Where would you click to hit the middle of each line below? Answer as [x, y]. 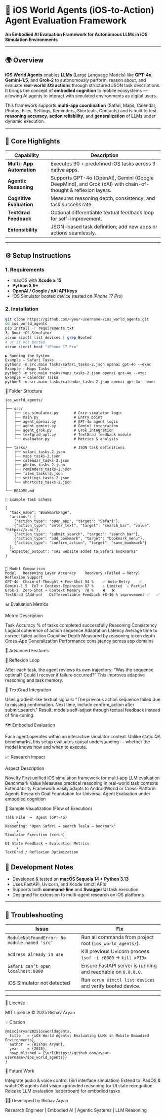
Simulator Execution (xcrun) [35, 835]
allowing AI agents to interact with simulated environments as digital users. [81, 95]
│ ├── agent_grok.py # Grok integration [59, 430]
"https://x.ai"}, [23, 530]
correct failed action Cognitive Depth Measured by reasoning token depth [80, 635]
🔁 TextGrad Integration [28, 690]
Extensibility [23, 229]
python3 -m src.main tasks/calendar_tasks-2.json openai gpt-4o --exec [80, 382]
